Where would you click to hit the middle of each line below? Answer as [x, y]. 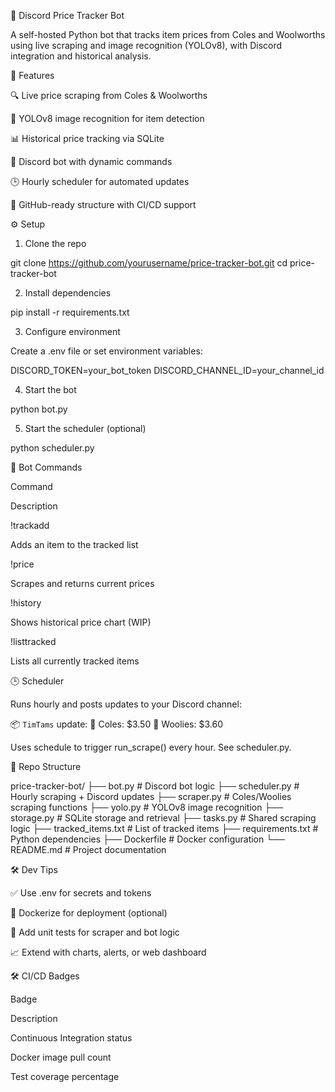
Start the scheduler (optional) [85, 428]
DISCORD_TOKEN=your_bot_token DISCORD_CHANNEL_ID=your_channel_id [167, 370]
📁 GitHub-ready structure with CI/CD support [103, 204]
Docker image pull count [61, 1057]
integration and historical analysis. [81, 56]
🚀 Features [32, 75]
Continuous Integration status [71, 1038]
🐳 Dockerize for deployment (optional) [89, 913]
